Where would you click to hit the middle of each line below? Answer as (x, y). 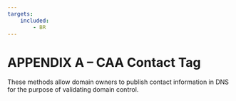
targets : (20, 14)
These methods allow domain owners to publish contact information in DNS (118, 82)
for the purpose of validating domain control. (73, 90)
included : (35, 21)
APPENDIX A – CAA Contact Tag (104, 62)
